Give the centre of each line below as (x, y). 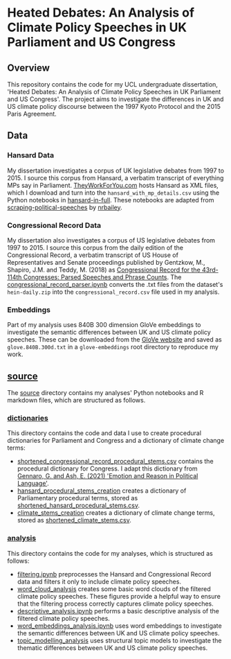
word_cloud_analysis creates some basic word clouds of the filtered (114, 589)
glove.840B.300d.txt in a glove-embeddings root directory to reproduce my (113, 347)
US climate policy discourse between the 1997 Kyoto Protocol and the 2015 (114, 106)
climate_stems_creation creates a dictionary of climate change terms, (116, 513)
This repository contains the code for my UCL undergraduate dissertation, (112, 84)
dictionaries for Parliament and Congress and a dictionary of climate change (116, 441)
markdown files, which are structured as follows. (76, 401)
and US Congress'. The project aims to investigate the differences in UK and (115, 99)
